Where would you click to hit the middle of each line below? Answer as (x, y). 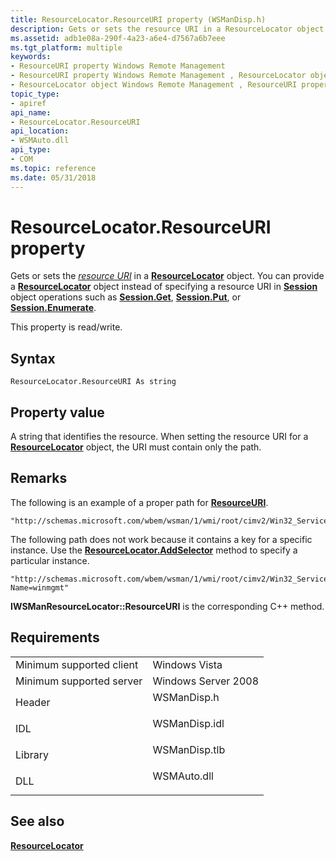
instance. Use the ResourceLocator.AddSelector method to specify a (154, 550)
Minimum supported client (77, 664)
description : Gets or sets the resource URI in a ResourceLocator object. (169, 29)
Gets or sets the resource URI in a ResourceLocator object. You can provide (167, 276)
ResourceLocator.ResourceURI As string (93, 382)
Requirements (55, 637)
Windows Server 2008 (206, 681)
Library (32, 754)
